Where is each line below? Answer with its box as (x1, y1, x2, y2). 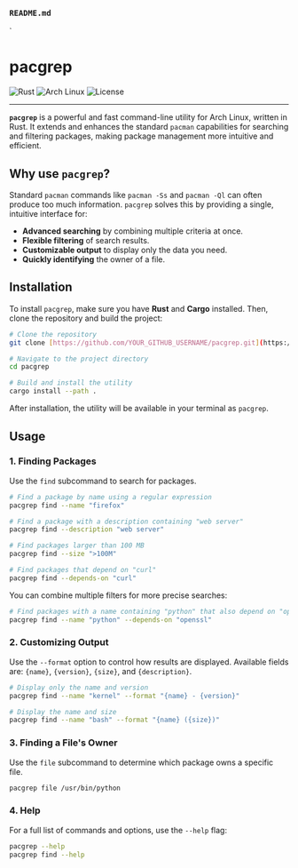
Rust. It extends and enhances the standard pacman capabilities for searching (9, 122, 289, 132)
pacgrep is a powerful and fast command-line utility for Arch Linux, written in (9, 112, 288, 123)
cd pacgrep (9, 362, 50, 371)
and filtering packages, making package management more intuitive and (9, 131, 274, 141)
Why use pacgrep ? (9, 166, 111, 181)
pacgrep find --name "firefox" (9, 501, 125, 510)
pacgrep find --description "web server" (9, 525, 165, 534)
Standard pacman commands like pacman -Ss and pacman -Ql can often (9, 190, 263, 201)
